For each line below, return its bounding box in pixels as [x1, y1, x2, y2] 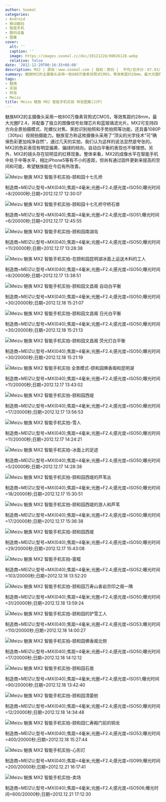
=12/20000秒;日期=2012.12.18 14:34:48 [5, 709, 84, 715]
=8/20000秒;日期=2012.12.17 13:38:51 [5, 272, 82, 278]
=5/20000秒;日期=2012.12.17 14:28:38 [5, 464, 83, 469]
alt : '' [9, 44, 26, 49]
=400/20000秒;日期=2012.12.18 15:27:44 [5, 736, 88, 742]
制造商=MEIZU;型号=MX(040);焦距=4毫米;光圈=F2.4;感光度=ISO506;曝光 [5, 785, 155, 791]
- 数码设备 [5, 30, 25, 35]
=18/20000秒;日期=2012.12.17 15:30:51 [5, 491, 83, 497]
